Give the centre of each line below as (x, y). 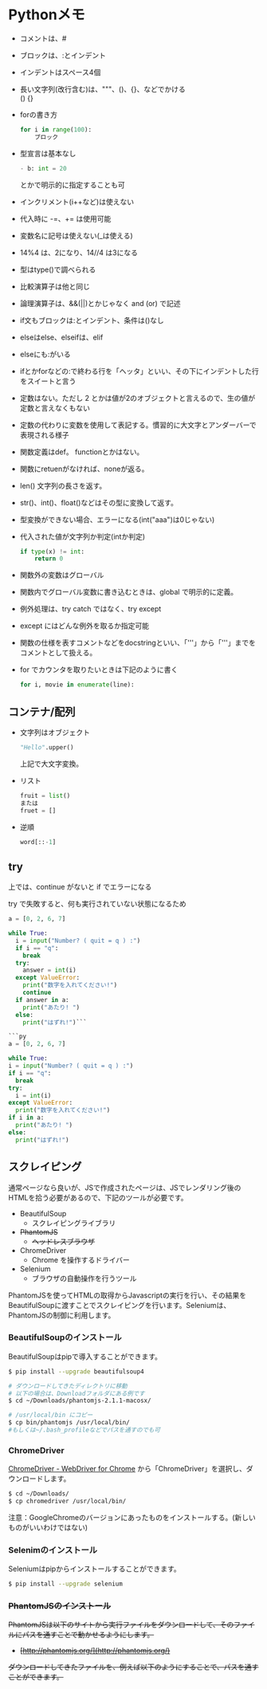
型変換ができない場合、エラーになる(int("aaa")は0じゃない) (117, 519)
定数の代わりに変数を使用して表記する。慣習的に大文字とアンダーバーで (138, 425)
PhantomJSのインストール (60, 1606)
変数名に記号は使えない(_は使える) (76, 235)
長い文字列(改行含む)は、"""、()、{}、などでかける (102, 89)
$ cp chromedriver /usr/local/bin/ (67, 1502)
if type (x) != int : (52, 552)
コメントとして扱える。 (58, 653)
